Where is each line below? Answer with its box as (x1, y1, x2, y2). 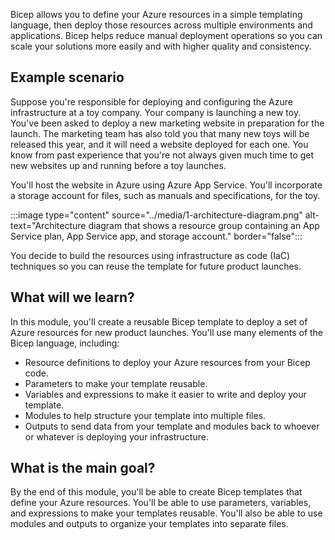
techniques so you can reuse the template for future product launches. (10, 260, 302, 272)
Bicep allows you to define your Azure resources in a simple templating (10, 9, 303, 20)
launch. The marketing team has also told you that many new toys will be (10, 127, 310, 139)
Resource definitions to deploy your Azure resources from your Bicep (24, 356, 311, 368)
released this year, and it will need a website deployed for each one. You (10, 138, 309, 150)
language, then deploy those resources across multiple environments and (10, 19, 313, 31)
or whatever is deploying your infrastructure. (24, 430, 209, 443)
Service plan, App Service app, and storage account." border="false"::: (10, 230, 303, 242)
